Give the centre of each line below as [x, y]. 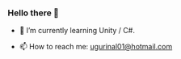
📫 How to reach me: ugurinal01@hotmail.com [96, 47]
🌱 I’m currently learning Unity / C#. [77, 31]
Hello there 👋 [34, 13]
